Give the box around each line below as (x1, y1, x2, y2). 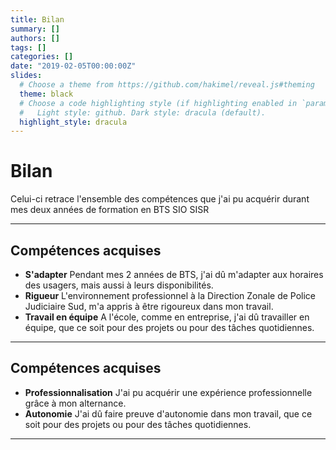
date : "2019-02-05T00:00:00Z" (10, 61, 137, 71)
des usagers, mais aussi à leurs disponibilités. (24, 279, 214, 291)
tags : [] (10, 42, 47, 53)
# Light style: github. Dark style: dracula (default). (19, 107, 267, 118)
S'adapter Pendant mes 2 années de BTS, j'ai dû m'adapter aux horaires (24, 269, 324, 280)
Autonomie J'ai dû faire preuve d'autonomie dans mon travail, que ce (24, 407, 313, 420)
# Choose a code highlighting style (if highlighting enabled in (19, 98, 298, 108)
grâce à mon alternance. (24, 397, 127, 409)
